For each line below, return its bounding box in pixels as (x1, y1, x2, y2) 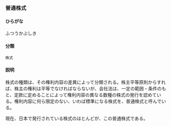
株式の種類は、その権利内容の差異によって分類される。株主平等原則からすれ (5, 79, 166, 85)
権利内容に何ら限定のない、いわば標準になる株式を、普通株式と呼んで (14, 98, 162, 104)
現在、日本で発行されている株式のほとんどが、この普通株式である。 (5, 115, 148, 121)
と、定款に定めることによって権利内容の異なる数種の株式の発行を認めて (5, 91, 157, 98)
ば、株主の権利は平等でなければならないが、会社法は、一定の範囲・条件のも (5, 85, 166, 91)
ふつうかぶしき (5, 30, 37, 37)
